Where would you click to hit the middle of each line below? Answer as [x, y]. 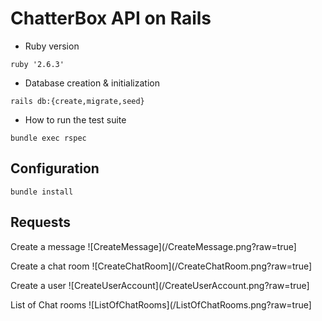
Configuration [55, 168]
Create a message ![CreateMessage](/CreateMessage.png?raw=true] [153, 246]
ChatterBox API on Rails [111, 18]
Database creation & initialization [92, 83]
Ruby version [52, 46]
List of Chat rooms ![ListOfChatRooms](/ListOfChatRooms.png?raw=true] [161, 304]
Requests [40, 222]
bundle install [42, 192]
